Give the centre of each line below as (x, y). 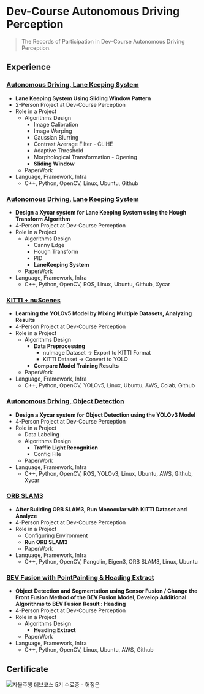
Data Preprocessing (59, 346)
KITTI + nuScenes (34, 300)
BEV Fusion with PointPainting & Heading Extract (80, 577)
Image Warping (53, 131)
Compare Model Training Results (76, 366)
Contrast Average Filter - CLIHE (73, 144)
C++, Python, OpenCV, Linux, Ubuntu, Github (81, 183)
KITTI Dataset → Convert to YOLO (85, 359)
